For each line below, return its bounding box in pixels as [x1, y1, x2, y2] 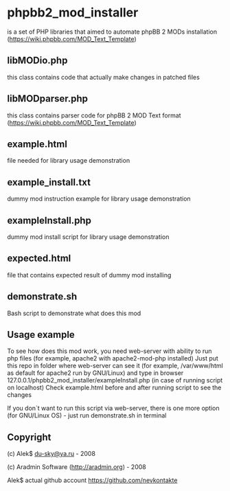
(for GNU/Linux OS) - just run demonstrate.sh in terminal [7, 411, 167, 420]
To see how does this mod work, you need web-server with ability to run [7, 347, 212, 355]
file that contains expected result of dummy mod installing [7, 271, 172, 279]
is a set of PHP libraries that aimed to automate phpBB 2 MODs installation [7, 27, 218, 36]
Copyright [7, 431, 51, 443]
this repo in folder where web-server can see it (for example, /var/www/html [7, 362, 223, 370]
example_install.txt [7, 176, 91, 188]
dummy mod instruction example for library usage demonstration [7, 194, 191, 203]
